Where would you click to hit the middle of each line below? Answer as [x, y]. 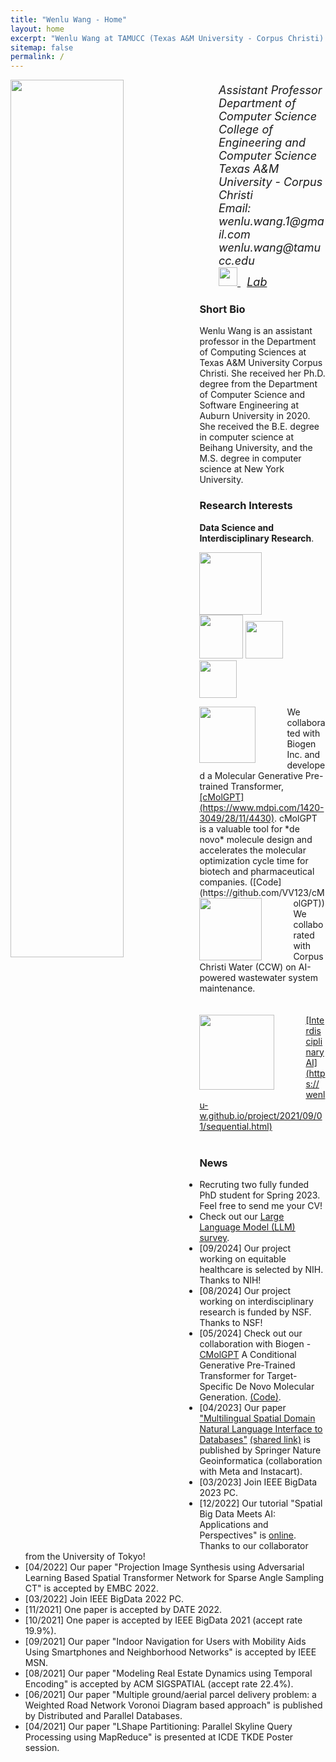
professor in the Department [258, 342]
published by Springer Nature [260, 1450]
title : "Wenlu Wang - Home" [69, 19]
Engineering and [262, 143]
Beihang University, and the [256, 448]
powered [218, 977]
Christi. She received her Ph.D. [262, 373]
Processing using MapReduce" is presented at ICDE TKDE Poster [159, 1737]
